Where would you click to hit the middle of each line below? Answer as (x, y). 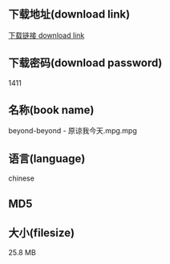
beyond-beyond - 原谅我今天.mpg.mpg (73, 131)
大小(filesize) (41, 233)
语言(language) (47, 158)
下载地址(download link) (69, 14)
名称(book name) (51, 110)
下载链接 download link (47, 35)
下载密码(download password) (85, 63)
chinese (21, 178)
